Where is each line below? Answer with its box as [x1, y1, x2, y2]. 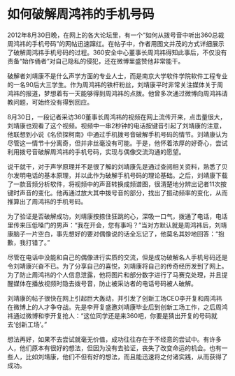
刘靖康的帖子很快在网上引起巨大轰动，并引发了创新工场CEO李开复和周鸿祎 [7, 294, 222, 302]
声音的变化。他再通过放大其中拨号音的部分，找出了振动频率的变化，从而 [19, 188, 228, 197]
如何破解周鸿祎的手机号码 [7, 6, 155, 22]
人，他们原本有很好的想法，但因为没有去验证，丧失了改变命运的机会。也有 [7, 343, 222, 352]
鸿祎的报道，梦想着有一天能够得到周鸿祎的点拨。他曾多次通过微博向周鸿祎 [7, 89, 222, 98]
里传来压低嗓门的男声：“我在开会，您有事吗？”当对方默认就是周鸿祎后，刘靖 [7, 220, 227, 229]
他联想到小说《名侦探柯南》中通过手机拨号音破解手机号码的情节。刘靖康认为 [7, 130, 228, 138]
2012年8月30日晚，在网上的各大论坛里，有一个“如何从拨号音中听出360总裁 [7, 31, 225, 39]
